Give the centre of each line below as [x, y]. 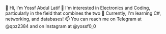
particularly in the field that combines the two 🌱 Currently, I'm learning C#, [83, 13]
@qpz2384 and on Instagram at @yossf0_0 [51, 26]
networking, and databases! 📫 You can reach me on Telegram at [73, 19]
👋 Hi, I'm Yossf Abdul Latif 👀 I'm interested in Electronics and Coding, [78, 8]
